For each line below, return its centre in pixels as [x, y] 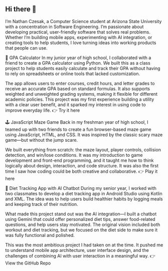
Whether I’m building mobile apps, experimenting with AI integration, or [79, 37]
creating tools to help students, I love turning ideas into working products [81, 43]
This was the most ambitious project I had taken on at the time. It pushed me [84, 245]
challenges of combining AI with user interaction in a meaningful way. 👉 [80, 255]
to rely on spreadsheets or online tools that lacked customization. [73, 74]
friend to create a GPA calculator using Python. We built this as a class [78, 63]
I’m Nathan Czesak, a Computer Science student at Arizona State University [83, 21]
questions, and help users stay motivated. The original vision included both [83, 224]
